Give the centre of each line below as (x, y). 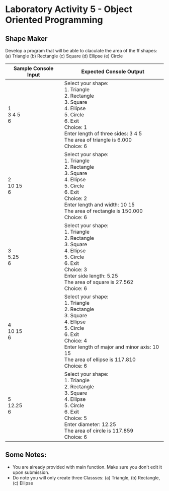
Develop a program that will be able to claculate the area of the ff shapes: (81, 51)
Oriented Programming (54, 20)
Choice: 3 (75, 269)
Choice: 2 (75, 198)
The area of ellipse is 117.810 (100, 360)
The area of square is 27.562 (99, 282)
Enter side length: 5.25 (91, 276)
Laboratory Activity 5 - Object (69, 9)
